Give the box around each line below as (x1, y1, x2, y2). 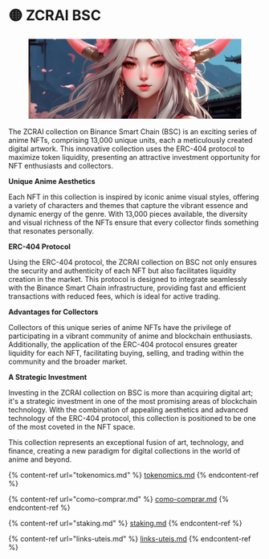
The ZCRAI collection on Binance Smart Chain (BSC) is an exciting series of (8, 126, 258, 137)
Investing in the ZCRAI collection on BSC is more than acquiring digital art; (8, 387, 254, 398)
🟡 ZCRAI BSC (8, 6, 102, 25)
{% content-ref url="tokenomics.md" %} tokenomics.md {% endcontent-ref (8, 470, 259, 479)
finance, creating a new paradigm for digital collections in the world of (8, 446, 241, 455)
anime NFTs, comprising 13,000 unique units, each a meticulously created (8, 135, 253, 145)
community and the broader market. (8, 357, 128, 366)
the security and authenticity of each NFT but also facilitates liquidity (8, 266, 237, 275)
